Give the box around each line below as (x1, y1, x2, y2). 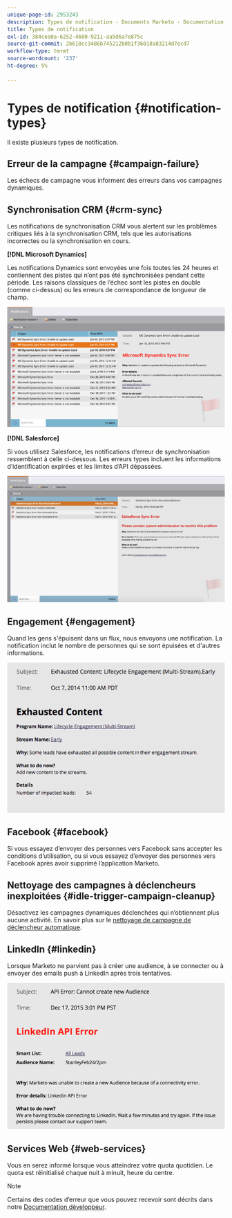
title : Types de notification (7, 26, 95, 33)
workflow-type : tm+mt (7, 48, 70, 55)
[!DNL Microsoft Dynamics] (7, 250, 88, 259)
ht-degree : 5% (7, 62, 48, 69)
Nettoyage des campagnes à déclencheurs (7, 879, 196, 891)
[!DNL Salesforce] (7, 433, 60, 442)
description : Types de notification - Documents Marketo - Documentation (7, 18, 224, 26)
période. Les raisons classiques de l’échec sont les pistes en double (7, 278, 201, 287)
